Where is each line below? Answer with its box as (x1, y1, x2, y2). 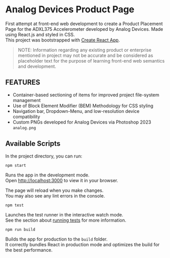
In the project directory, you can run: (5, 153, 82, 159)
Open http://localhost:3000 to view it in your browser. (5, 177, 119, 183)
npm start (5, 163, 27, 168)
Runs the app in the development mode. (5, 172, 90, 178)
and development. (17, 63, 56, 69)
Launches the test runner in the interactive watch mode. (5, 211, 124, 217)
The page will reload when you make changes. (5, 187, 104, 193)
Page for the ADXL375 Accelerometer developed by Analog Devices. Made (5, 26, 163, 32)
